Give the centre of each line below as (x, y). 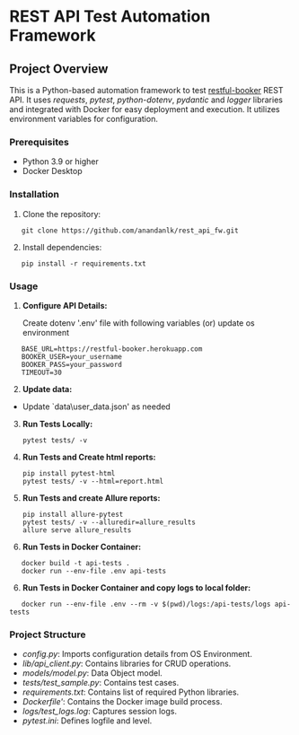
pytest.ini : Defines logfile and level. (87, 721)
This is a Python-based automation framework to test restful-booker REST (146, 90)
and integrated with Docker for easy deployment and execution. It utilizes (145, 109)
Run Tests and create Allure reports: (91, 498)
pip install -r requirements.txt (84, 263)
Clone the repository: (62, 214)
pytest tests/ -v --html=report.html (93, 481)
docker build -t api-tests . (75, 563)
